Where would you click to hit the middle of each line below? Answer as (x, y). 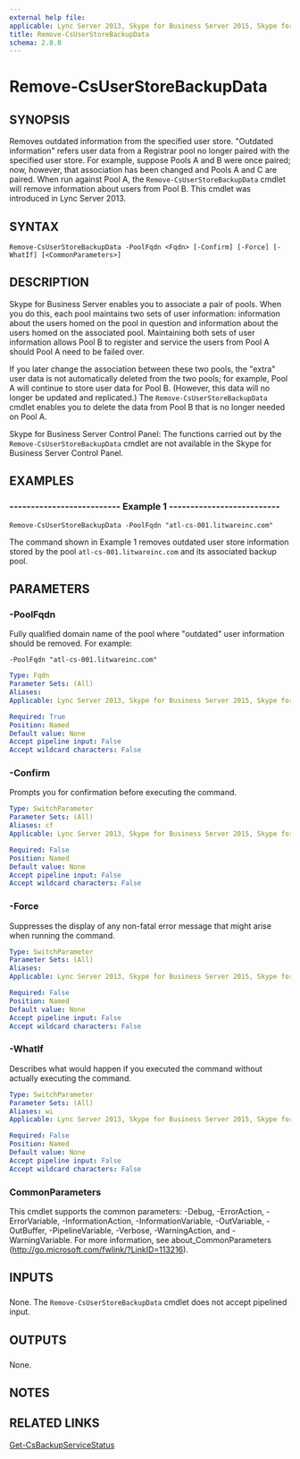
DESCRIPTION (49, 283)
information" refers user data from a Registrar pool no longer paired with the (150, 151)
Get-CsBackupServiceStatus (62, 1445)
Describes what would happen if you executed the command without (136, 1069)
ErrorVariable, (35, 1221)
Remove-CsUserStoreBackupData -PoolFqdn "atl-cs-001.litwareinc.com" (142, 525)
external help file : (48, 17)
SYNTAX (34, 226)
